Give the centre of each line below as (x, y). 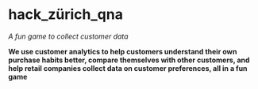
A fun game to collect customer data (68, 36)
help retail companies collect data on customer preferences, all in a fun (128, 68)
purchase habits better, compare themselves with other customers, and (129, 60)
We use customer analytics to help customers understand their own (123, 51)
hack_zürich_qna (65, 15)
